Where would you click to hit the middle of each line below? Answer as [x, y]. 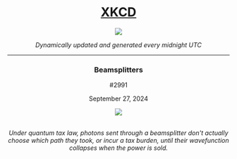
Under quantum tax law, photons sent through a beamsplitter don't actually [119, 133]
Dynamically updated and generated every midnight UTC [119, 45]
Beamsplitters [119, 70]
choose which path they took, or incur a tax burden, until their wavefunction [119, 141]
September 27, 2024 [119, 98]
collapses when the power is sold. [119, 148]
